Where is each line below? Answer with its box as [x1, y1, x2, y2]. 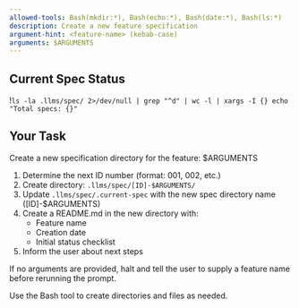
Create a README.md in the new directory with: [21, 208, 199, 218]
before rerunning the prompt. [9, 272, 116, 283]
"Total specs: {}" [9, 105, 78, 114]
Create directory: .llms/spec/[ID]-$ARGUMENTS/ [21, 179, 196, 190]
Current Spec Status [9, 71, 125, 86]
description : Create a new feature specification [9, 21, 199, 30]
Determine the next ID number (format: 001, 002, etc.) [21, 169, 221, 180]
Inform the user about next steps [21, 245, 143, 256]
